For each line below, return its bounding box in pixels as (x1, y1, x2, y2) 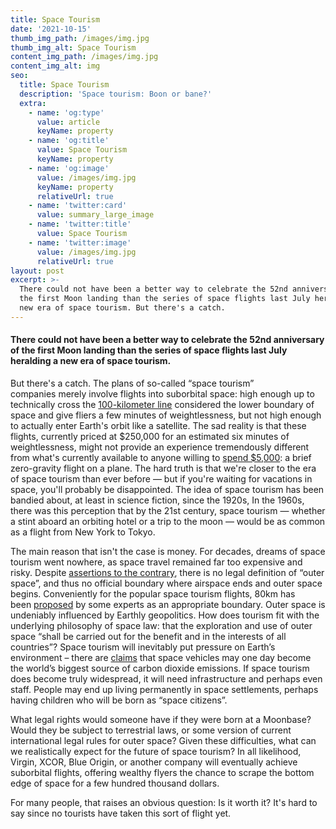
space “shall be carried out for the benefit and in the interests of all (10, 630, 287, 642)
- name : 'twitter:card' (28, 201, 128, 211)
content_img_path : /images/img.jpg (10, 52, 159, 62)
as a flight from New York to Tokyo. (10, 526, 156, 538)
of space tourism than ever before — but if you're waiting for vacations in (10, 472, 313, 485)
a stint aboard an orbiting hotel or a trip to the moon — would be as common (10, 515, 326, 527)
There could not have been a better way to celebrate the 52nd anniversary (10, 334, 325, 346)
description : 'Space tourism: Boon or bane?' (19, 89, 213, 99)
